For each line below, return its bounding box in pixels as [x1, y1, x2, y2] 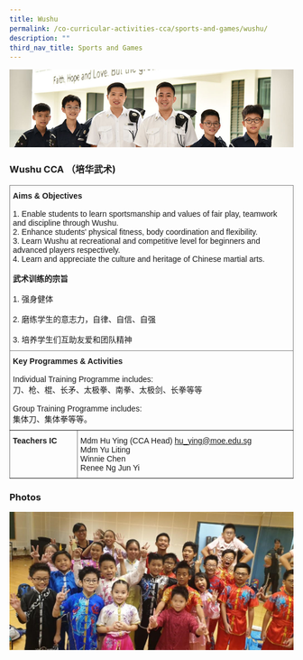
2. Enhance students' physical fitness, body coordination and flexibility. [13, 227, 259, 237]
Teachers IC [13, 435, 58, 446]
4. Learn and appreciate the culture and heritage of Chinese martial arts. [13, 254, 265, 264]
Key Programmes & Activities [13, 356, 124, 366]
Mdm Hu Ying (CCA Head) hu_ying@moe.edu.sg [79, 435, 252, 446]
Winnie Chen [79, 453, 126, 464]
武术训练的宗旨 [13, 274, 69, 284]
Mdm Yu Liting [79, 444, 131, 455]
